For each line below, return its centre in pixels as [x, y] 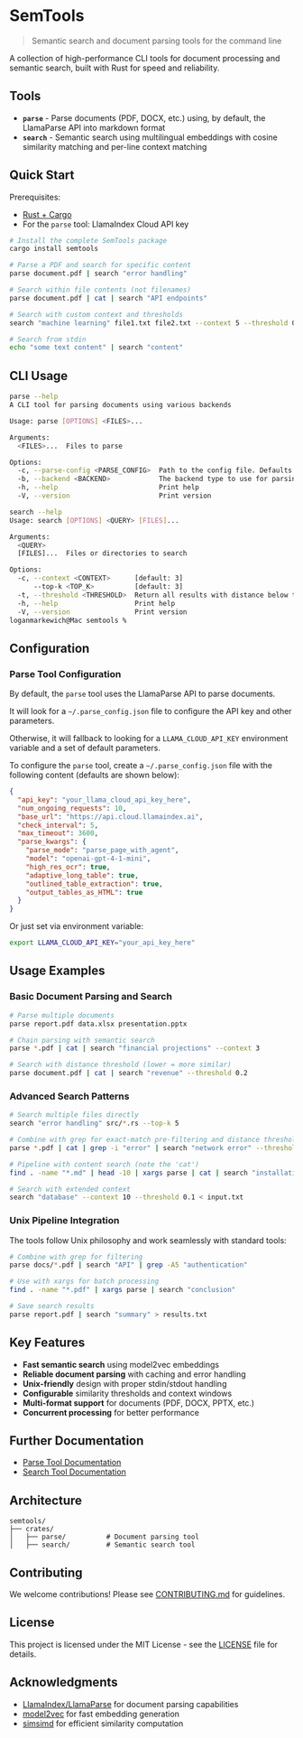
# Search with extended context [70, 1189]
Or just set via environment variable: [77, 926]
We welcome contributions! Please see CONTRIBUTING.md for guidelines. [147, 1594]
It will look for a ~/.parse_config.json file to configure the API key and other [151, 711]
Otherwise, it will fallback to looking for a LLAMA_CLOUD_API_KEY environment [149, 739]
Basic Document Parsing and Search [91, 997]
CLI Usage [39, 376]
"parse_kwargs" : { [52, 842]
